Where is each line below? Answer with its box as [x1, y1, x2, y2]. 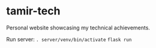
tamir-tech [6, 4, 61, 18]
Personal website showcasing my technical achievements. [6, 24, 150, 31]
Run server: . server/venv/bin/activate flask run [6, 35, 132, 43]
